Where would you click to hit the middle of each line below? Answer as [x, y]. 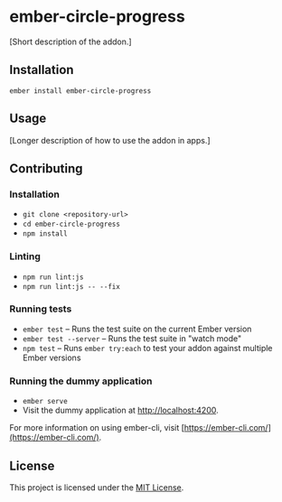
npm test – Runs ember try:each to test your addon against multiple [147, 348]
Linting [25, 256]
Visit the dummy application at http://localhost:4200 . [120, 410]
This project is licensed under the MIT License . [97, 487]
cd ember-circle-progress [71, 224]
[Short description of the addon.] [71, 42]
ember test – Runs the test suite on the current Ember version [137, 329]
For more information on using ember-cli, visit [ [97, 428]
